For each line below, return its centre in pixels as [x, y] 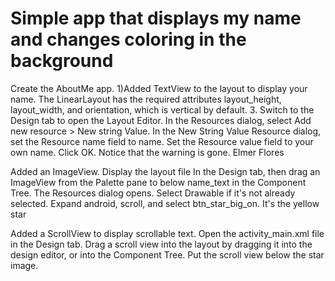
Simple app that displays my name [156, 18]
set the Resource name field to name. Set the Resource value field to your [162, 141]
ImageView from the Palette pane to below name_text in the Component [158, 182]
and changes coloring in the [128, 39]
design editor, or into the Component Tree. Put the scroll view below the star [167, 254]
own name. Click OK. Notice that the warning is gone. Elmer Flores [147, 152]
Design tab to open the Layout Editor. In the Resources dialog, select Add [161, 120]
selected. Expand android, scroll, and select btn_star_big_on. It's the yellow [165, 203]
